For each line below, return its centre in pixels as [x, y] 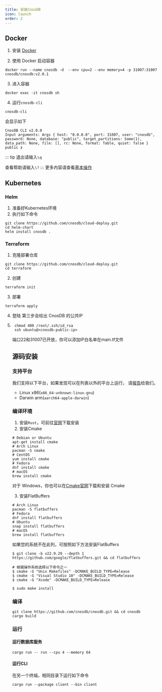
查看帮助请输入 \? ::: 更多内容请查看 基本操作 [49, 167]
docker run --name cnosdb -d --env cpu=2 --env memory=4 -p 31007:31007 [81, 70]
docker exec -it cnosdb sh [32, 93]
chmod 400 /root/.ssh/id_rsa [44, 326]
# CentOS [21, 455]
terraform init [20, 287]
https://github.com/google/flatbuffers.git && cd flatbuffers [76, 558]
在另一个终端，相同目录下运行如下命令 [50, 675]
